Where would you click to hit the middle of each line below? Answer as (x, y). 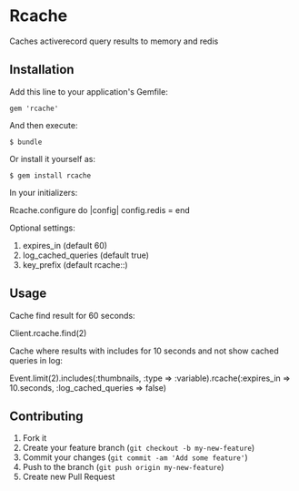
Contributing (46, 416)
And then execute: (44, 125)
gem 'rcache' (34, 108)
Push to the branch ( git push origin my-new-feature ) (123, 467)
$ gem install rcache (50, 175)
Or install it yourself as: (52, 159)
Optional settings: (42, 228)
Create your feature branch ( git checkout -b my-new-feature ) (139, 448)
